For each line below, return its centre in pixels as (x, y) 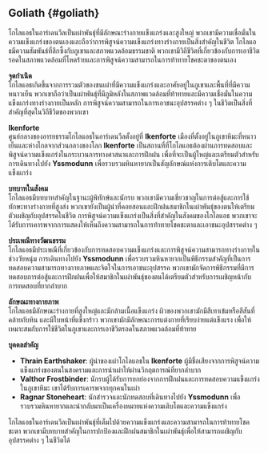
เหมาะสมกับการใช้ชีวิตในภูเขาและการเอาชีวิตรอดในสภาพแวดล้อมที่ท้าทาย (102, 329)
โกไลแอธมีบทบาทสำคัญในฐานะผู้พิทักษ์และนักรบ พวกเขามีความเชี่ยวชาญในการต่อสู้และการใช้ (129, 197)
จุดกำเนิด (20, 75)
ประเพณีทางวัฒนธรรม (37, 241)
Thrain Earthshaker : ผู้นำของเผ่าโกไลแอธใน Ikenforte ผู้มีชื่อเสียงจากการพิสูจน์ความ (140, 361)
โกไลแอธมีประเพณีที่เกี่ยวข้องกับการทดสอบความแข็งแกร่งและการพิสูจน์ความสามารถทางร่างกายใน (134, 249)
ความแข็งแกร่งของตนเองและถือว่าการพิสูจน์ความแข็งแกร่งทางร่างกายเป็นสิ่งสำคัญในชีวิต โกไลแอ (132, 41)
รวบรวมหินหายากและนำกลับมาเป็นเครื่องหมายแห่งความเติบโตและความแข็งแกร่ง (123, 406)
